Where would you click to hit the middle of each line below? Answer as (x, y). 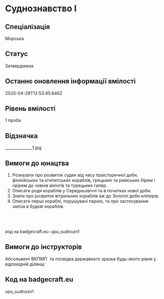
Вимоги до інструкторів (43, 247)
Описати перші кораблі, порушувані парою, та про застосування (80, 201)
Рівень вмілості (30, 109)
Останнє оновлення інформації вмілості (70, 81)
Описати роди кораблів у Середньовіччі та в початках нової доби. (82, 191)
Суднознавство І (41, 9)
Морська (14, 38)
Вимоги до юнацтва (37, 163)
